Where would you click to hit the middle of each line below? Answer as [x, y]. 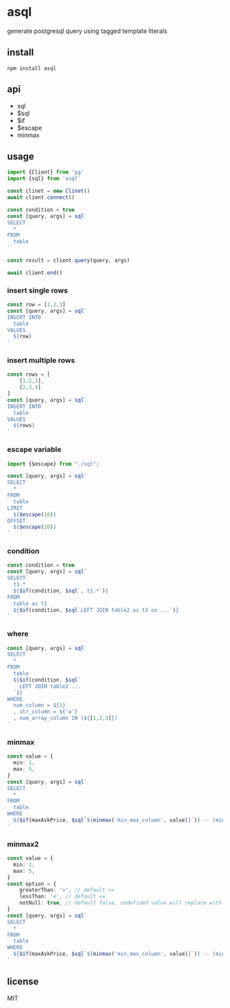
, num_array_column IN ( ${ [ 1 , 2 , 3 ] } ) [65, 718]
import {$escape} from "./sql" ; [53, 464]
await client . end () [35, 273]
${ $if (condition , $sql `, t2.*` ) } [61, 590]
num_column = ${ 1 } [40, 706]
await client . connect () [41, 197]
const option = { [32, 884]
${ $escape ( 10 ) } [35, 514]
